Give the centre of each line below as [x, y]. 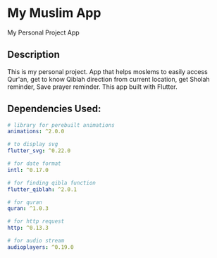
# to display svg [33, 145]
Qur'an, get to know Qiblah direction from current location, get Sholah [108, 79]
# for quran [25, 202]
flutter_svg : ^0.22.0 [39, 151]
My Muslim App [54, 13]
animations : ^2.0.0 [36, 132]
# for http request [36, 221]
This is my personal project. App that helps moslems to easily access [107, 71]
